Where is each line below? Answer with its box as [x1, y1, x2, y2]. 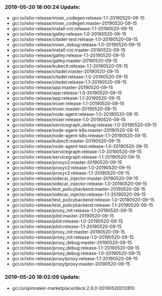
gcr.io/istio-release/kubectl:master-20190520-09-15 [12, 138, 121, 144]
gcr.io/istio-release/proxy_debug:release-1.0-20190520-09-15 [12, 250, 141, 256]
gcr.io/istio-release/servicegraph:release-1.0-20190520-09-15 [12, 149, 142, 155]
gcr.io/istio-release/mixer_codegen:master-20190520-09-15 [12, 20, 137, 26]
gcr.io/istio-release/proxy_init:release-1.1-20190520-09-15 [12, 207, 133, 213]
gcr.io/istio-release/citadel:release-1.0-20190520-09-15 [12, 74, 128, 80]
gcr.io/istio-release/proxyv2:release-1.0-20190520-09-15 [12, 165, 131, 171]
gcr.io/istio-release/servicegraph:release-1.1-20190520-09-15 [12, 154, 141, 160]
